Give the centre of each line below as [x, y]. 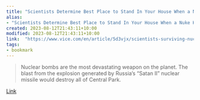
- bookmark [20, 50]
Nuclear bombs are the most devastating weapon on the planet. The [104, 67]
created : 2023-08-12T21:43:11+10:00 [51, 28]
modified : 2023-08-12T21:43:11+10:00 [53, 34]
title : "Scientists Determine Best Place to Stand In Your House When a [98, 12]
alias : [14, 17]
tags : [13, 45]
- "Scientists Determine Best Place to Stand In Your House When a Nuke [98, 22]
